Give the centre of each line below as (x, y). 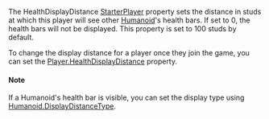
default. (21, 37)
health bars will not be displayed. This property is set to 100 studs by (122, 29)
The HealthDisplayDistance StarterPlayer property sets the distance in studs (135, 12)
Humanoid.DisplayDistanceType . (62, 106)
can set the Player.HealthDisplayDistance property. (93, 61)
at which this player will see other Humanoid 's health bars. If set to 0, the (129, 20)
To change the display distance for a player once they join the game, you (129, 53)
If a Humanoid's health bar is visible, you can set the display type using (126, 98)
